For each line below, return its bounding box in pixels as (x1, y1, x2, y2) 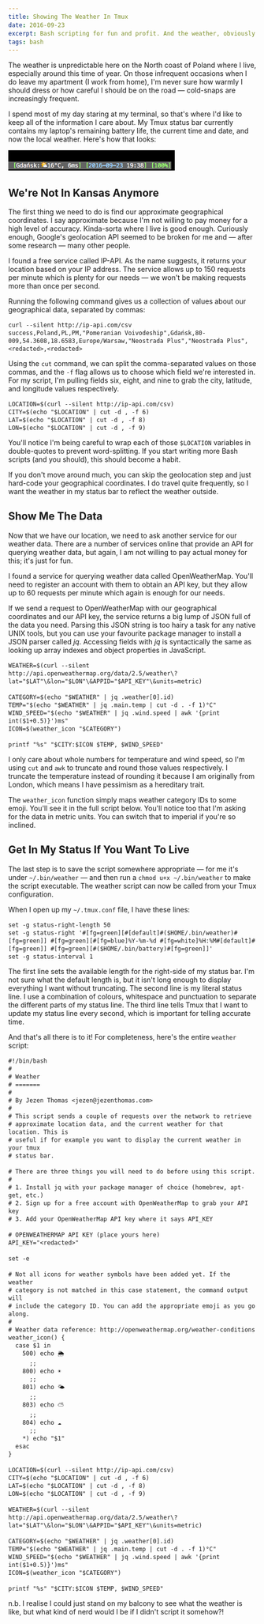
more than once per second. (8, 281, 101, 291)
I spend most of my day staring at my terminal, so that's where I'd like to (8, 109, 243, 119)
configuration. (8, 889, 54, 899)
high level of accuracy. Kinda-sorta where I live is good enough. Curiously (8, 224, 248, 233)
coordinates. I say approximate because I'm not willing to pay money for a (8, 216, 248, 225)
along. (8, 1309, 30, 1318)
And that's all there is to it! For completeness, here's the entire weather (8, 1032, 236, 1041)
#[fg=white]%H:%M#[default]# (159, 937, 256, 945)
